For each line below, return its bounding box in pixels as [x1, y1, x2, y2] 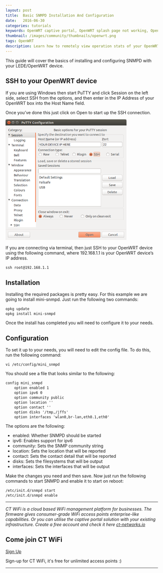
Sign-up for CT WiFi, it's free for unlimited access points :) [5, 558, 122, 564]
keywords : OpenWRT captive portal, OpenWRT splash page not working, [5, 28, 149, 34]
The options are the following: [5, 423, 65, 429]
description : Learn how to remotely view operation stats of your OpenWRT [5, 44, 160, 49]
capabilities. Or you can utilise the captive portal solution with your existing [5, 517, 156, 522]
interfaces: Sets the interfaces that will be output [12, 464, 110, 469]
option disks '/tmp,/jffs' [14, 410, 69, 415]
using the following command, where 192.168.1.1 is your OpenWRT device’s [5, 250, 154, 256]
